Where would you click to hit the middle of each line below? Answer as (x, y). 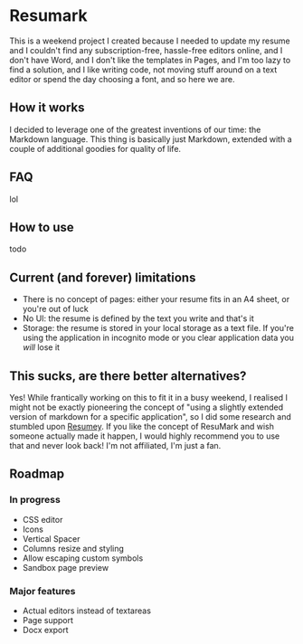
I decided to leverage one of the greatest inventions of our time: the (135, 129)
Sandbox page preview (66, 567)
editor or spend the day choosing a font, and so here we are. (122, 79)
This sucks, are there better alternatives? (128, 376)
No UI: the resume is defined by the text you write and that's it (138, 318)
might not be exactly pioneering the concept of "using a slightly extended (147, 407)
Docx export (46, 630)
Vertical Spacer (51, 538)
